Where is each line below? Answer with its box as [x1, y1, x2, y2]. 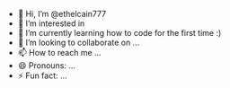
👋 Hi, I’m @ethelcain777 [17, 9, 107, 19]
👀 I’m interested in [17, 18, 85, 29]
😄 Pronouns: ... [17, 60, 76, 71]
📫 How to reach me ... [17, 48, 102, 57]
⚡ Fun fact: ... [17, 70, 67, 81]
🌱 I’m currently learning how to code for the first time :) [17, 28, 222, 38]
